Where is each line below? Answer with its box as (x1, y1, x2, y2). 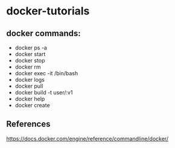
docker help (14, 95, 45, 102)
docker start (14, 51, 46, 58)
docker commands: (6, 28, 81, 39)
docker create (14, 102, 50, 109)
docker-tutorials (6, 4, 90, 18)
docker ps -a (14, 44, 47, 51)
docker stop (14, 57, 45, 64)
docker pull (14, 82, 43, 90)
